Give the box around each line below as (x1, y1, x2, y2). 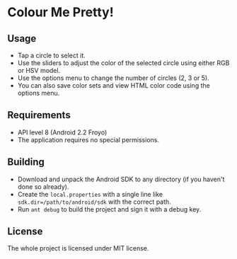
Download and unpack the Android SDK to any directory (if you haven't (17, 175, 225, 183)
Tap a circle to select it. (17, 51, 86, 59)
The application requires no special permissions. (17, 135, 159, 144)
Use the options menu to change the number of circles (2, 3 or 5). (17, 74, 210, 82)
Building (7, 156, 45, 168)
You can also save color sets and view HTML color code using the (17, 81, 210, 89)
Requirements (7, 109, 71, 121)
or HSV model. (17, 67, 61, 74)
